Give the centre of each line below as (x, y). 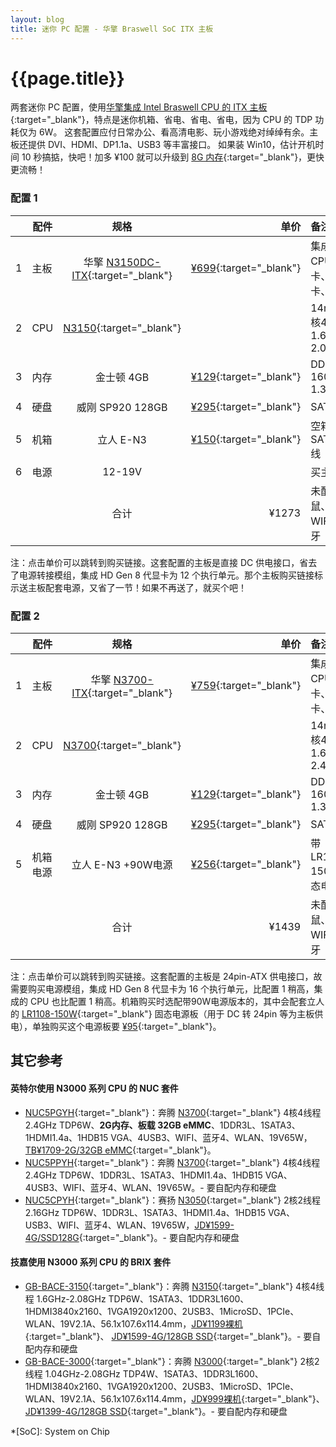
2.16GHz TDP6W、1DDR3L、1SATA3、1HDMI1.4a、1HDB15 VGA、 (159, 1212)
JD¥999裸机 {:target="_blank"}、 (258, 1398)
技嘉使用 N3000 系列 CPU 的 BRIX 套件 (91, 1262)
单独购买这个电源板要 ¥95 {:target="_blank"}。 (126, 1027)
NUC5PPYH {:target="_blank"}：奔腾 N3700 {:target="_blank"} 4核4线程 (172, 1162)
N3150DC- (134, 262)
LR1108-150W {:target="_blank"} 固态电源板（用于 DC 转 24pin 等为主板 (168, 1014)
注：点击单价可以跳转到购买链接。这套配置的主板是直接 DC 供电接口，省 (159, 562)
